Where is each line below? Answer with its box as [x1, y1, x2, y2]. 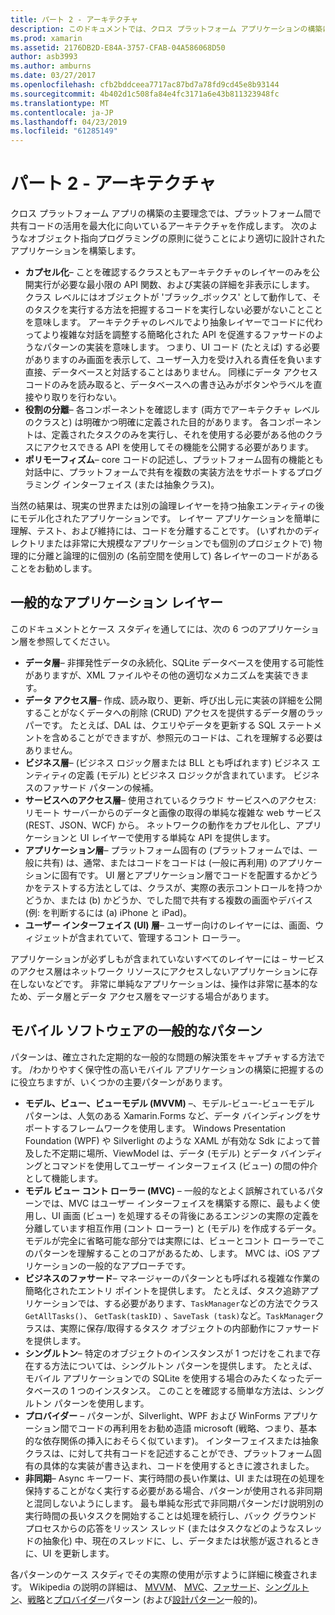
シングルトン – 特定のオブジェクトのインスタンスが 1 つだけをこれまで [24, 1347, 312, 1359]
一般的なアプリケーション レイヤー [10, 594, 223, 611]
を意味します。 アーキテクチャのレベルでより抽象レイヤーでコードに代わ [24, 316, 323, 328]
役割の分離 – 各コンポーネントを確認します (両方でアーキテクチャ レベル [24, 404, 320, 416]
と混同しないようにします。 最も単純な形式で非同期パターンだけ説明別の [24, 1497, 325, 1509]
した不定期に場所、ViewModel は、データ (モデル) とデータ [33, 1147, 278, 1159]
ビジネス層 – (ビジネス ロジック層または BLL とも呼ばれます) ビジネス [24, 756, 310, 768]
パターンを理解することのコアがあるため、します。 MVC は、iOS [33, 1247, 300, 1259]
